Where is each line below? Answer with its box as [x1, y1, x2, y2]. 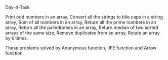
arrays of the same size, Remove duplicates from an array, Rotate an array [5, 30, 160, 35]
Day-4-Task [5, 4, 30, 10]
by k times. [5, 35, 28, 41]
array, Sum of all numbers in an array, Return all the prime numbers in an [5, 19, 157, 25]
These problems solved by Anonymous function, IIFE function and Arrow [5, 45, 157, 50]
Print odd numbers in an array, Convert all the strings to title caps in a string [5, 14, 163, 19]
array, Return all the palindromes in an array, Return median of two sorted [5, 24, 158, 30]
